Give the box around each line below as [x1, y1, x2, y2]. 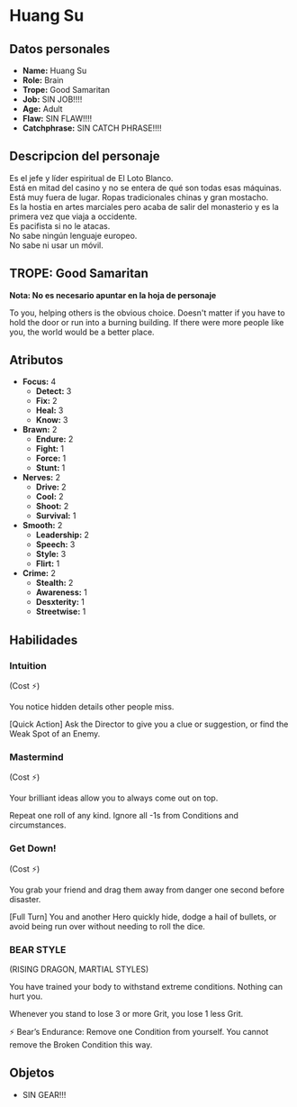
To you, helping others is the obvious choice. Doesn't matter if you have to [9, 307, 285, 318]
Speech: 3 [35, 539, 76, 550]
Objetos [9, 1066, 55, 1081]
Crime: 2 [22, 568, 56, 579]
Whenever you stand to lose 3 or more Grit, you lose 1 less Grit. [9, 1009, 244, 1020]
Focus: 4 [22, 376, 57, 388]
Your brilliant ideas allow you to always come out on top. [9, 792, 219, 803]
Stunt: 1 [35, 462, 66, 473]
